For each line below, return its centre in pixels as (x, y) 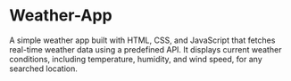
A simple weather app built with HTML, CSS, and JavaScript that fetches (142, 40)
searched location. (43, 69)
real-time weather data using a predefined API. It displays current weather (145, 49)
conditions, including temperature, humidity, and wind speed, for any (136, 59)
